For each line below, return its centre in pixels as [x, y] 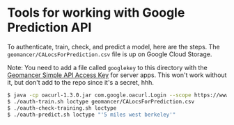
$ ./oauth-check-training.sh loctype [62, 108]
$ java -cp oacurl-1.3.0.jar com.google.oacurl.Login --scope [99, 95]
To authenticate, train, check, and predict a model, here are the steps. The [114, 47]
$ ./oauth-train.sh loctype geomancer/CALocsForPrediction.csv [101, 101]
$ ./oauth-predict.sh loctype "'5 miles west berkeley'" [92, 115]
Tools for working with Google [96, 13]
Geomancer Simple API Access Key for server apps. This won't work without [117, 75]
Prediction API [49, 27]
